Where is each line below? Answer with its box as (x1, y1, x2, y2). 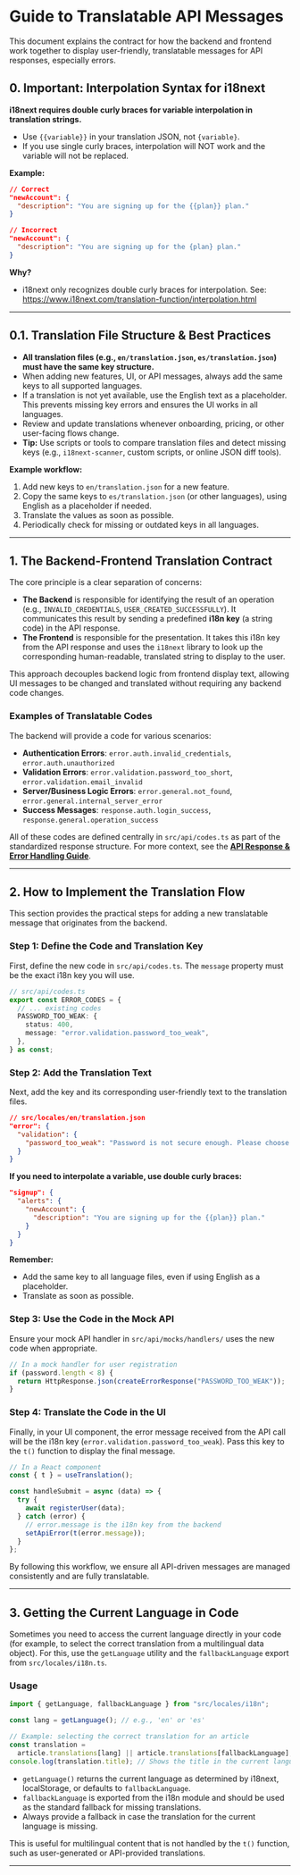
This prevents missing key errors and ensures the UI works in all (21, 399, 259, 410)
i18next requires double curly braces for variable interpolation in (9, 105, 253, 115)
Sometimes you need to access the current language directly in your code (9, 1628, 282, 1640)
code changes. (9, 688, 64, 699)
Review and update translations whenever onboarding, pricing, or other (21, 418, 285, 429)
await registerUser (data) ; (25, 1503, 126, 1513)
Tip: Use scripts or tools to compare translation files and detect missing (21, 437, 287, 448)
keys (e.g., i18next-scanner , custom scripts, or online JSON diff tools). (21, 447, 282, 457)
